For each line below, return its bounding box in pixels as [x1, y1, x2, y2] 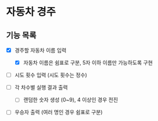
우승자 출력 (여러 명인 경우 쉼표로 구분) [14, 109, 103, 116]
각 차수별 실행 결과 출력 [14, 84, 68, 91]
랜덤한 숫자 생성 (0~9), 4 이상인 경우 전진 [23, 97, 118, 104]
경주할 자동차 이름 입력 [14, 47, 67, 54]
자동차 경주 [6, 5, 56, 19]
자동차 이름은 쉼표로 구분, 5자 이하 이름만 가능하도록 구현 [23, 59, 153, 66]
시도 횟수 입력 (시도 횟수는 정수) [14, 72, 88, 79]
